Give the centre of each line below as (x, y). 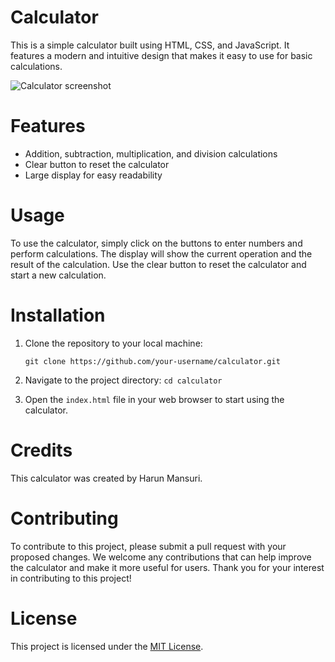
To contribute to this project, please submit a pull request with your (148, 546)
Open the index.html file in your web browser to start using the (154, 399)
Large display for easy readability (93, 175)
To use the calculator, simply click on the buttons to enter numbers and (156, 243)
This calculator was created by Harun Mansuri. (106, 478)
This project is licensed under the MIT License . (107, 646)
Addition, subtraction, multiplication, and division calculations (151, 153)
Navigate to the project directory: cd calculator (123, 380)
